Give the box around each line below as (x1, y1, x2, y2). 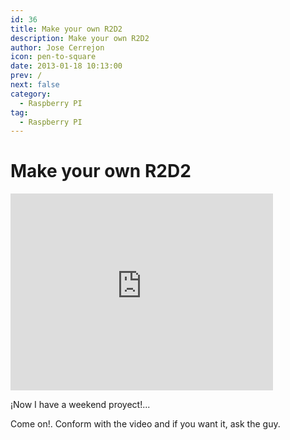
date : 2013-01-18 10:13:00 (10, 61, 123, 71)
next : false (10, 80, 60, 90)
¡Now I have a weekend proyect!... (10, 399, 151, 411)
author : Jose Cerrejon (10, 42, 105, 53)
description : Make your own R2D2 (10, 33, 150, 43)
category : (10, 89, 52, 99)
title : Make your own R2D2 (10, 24, 123, 34)
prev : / (10, 71, 43, 81)
